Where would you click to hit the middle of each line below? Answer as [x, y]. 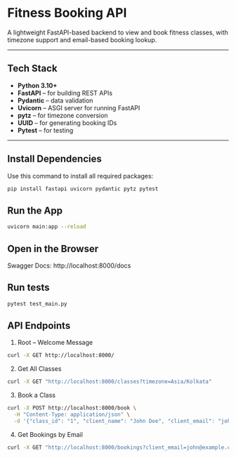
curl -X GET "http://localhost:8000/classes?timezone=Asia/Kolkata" [110, 382]
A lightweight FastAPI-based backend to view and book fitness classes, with [118, 32]
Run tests [28, 288]
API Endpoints [39, 326]
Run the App [35, 210]
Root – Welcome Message [55, 343]
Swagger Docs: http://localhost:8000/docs [69, 266]
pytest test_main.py [38, 303]
